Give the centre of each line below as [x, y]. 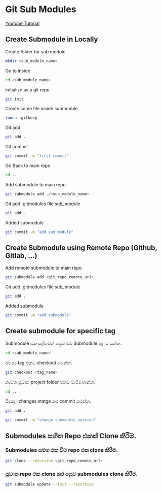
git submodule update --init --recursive [50, 484]
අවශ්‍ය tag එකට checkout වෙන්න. [39, 363]
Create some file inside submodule [42, 109]
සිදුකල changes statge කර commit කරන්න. [48, 401]
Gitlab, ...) [21, 256]
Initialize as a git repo [27, 89]
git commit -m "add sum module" [39, 232]
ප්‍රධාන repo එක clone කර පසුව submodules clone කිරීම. [72, 474]
